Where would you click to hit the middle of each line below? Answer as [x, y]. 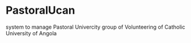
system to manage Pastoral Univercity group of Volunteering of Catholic [95, 27]
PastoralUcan [40, 10]
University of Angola [31, 33]
